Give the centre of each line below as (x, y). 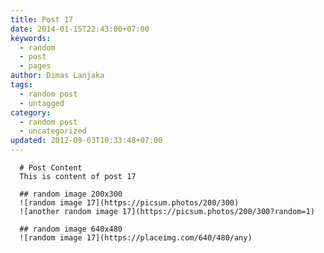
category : (31, 112)
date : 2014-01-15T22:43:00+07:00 (80, 29)
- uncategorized (53, 131)
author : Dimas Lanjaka (57, 76)
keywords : (31, 38)
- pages (35, 66)
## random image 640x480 (71, 229)
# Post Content (51, 168)
